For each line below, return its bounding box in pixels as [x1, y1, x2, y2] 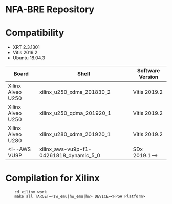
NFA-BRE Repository [5, 4, 95, 15]
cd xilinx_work [14, 190, 47, 195]
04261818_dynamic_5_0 [39, 152, 101, 159]
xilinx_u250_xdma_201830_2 [39, 89, 111, 96]
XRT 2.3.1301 [12, 44, 40, 50]
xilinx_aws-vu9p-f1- [39, 146, 92, 153]
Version [139, 73, 159, 80]
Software [137, 67, 160, 74]
